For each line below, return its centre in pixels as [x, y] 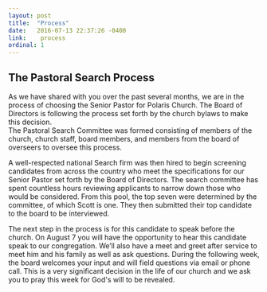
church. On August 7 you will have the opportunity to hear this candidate [128, 237]
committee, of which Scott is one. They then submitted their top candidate [130, 204]
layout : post [30, 16]
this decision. [30, 122]
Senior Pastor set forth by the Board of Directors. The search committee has [133, 179]
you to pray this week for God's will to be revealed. [92, 279]
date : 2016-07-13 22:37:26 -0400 [67, 30]
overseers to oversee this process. [65, 147]
